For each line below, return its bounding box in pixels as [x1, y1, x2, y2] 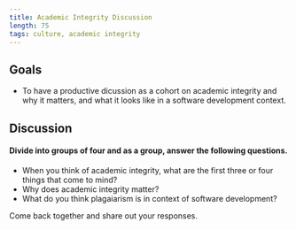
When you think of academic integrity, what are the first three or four [21, 165, 274, 175]
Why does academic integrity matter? [21, 183, 160, 195]
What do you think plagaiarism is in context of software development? [21, 193, 277, 203]
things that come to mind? [21, 174, 118, 185]
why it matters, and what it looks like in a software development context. [21, 95, 286, 106]
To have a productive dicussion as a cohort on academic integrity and [21, 86, 277, 96]
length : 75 [9, 21, 50, 30]
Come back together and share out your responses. [9, 210, 198, 221]
